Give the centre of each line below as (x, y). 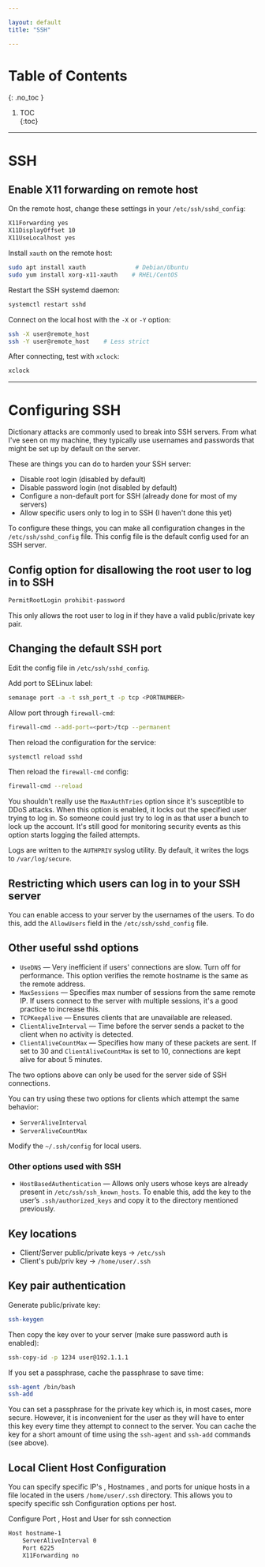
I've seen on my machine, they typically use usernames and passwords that (131, 440)
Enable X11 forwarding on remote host (103, 190)
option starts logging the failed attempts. (74, 835)
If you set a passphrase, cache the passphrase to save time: (106, 1373)
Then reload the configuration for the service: (82, 742)
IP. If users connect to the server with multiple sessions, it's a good (129, 1000)
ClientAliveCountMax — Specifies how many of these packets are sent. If (138, 1042)
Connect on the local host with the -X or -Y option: (90, 319)
